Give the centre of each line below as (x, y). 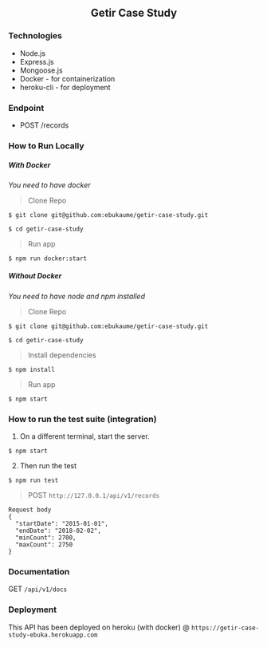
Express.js (37, 61)
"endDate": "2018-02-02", (59, 531)
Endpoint (26, 108)
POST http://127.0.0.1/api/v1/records (94, 495)
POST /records (44, 125)
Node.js (33, 53)
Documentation (39, 572)
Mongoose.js (41, 70)
